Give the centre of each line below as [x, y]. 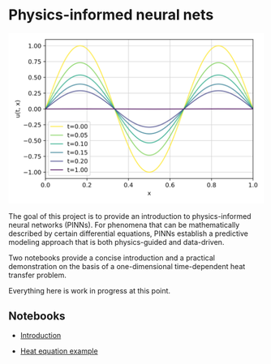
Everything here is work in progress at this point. [90, 290]
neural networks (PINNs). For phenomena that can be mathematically [124, 225]
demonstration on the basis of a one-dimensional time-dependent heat [127, 266]
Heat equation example [59, 351]
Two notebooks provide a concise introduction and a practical [112, 258]
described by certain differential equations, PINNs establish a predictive [129, 233]
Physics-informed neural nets [111, 15]
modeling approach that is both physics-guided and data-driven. [116, 242]
